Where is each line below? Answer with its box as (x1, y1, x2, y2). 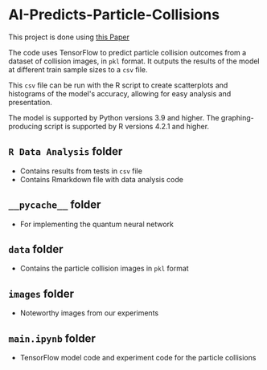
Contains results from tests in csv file (19, 166, 143, 176)
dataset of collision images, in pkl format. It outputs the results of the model (8, 56, 260, 66)
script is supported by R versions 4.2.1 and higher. (43, 121, 210, 131)
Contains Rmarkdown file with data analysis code (19, 174, 183, 184)
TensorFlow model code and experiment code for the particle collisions (19, 353, 257, 362)
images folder (8, 287, 75, 300)
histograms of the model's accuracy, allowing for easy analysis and (8, 88, 232, 98)
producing (8, 121, 43, 131)
